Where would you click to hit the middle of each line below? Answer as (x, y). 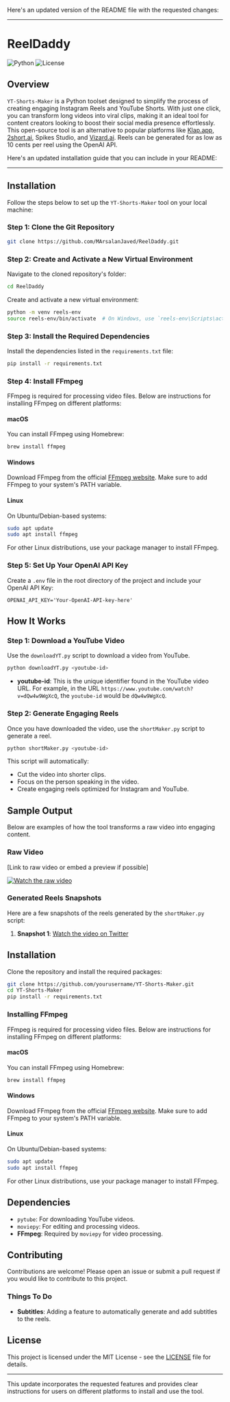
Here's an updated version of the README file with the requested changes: (113, 10)
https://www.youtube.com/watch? (147, 689)
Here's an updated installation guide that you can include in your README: (112, 158)
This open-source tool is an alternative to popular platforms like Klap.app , (111, 130)
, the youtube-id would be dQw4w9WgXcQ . (112, 696)
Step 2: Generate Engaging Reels (63, 714)
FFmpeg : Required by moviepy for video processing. (90, 1234)
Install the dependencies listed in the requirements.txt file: (90, 351)
